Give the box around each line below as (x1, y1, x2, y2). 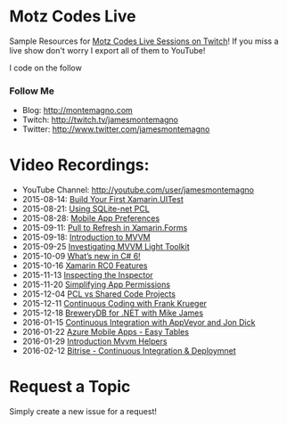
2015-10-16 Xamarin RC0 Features (21, 260, 148, 271)
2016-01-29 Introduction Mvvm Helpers (21, 336, 168, 347)
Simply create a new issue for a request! (9, 406, 158, 417)
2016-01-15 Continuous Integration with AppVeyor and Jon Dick (21, 317, 256, 328)
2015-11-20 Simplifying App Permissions (21, 279, 171, 290)
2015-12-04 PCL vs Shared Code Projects (21, 289, 176, 299)
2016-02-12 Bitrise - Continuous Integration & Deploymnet (21, 346, 236, 356)
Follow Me (9, 85, 55, 97)
